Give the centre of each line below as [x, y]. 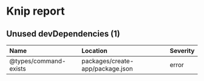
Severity [182, 51]
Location [94, 51]
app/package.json [107, 69]
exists [18, 69]
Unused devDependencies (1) [63, 34]
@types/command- [38, 61]
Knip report [36, 11]
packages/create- [108, 61]
